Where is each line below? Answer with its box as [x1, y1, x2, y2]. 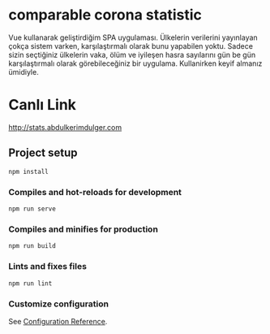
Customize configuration [8, 298, 109, 310]
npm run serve [8, 205, 57, 213]
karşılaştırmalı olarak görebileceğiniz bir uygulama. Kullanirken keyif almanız [8, 59, 263, 68]
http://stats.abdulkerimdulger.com [8, 122, 122, 132]
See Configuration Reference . [8, 316, 108, 326]
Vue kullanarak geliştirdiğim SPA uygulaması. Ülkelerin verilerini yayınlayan [8, 33, 258, 42]
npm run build [8, 242, 57, 250]
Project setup [8, 146, 79, 160]
